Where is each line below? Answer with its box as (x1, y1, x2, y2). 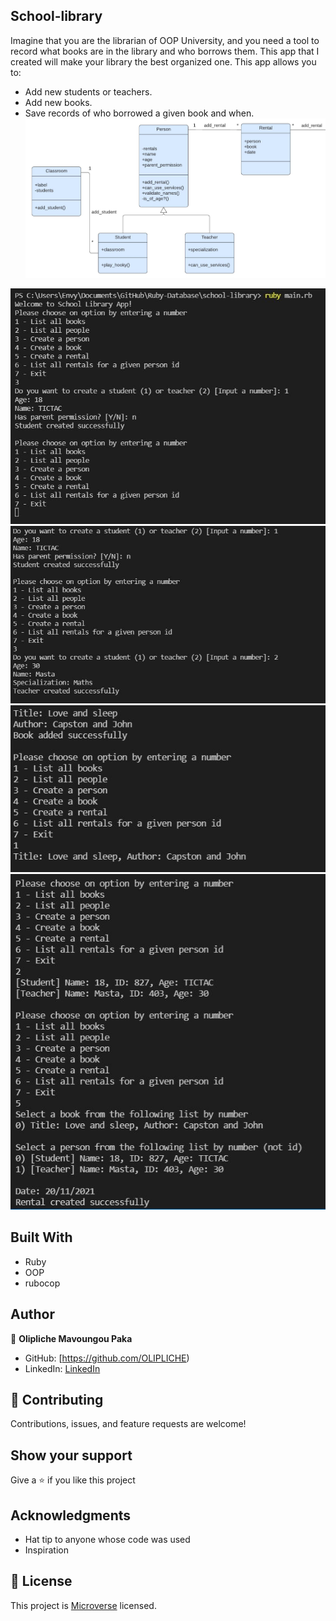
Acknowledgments (10, 1507, 132, 1524)
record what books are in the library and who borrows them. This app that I (10, 45, 320, 57)
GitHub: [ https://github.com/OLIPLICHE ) (24, 1352, 190, 1364)
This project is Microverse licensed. (10, 1599, 157, 1611)
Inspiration (24, 1544, 69, 1556)
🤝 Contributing (10, 1392, 104, 1409)
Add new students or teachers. (24, 85, 153, 98)
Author (10, 1306, 55, 1323)
